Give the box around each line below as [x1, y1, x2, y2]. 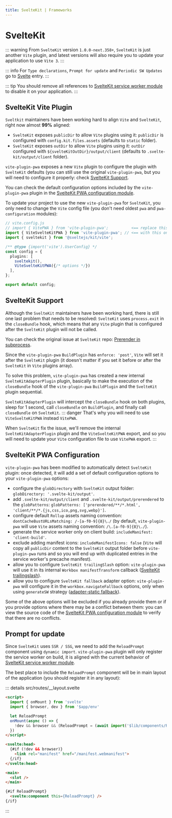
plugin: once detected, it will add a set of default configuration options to [5, 469, 159, 476]
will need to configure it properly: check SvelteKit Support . [5, 175, 129, 181]
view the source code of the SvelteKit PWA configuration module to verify [5, 609, 161, 616]
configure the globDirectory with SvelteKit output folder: [12, 485, 135, 491]
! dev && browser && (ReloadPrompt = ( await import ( [14, 723, 127, 728]
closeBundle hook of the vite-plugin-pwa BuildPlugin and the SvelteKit [5, 383, 157, 390]
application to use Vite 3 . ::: [5, 57, 64, 64]
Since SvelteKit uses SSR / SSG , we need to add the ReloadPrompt [5, 643, 144, 649]
